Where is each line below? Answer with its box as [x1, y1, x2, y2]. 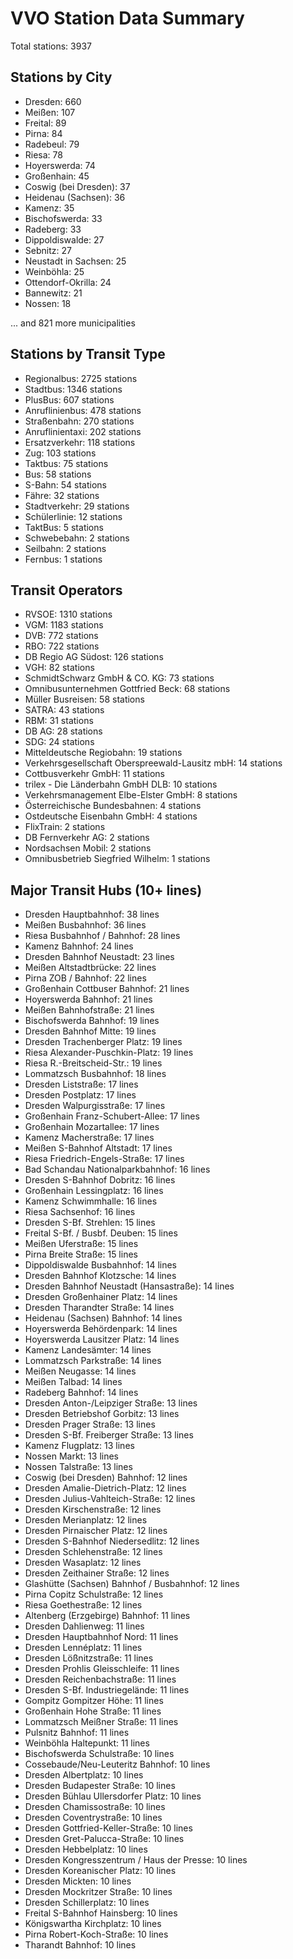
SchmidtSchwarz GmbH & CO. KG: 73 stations [24, 672, 215, 684]
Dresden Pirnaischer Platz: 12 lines [24, 1525, 168, 1537]
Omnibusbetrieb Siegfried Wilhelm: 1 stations [24, 853, 211, 865]
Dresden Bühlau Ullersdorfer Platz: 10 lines [24, 1790, 202, 1802]
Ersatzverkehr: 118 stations [24, 436, 136, 448]
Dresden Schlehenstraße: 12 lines [24, 1546, 163, 1558]
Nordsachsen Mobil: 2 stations [24, 842, 152, 854]
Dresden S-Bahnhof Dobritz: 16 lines [24, 1174, 176, 1186]
